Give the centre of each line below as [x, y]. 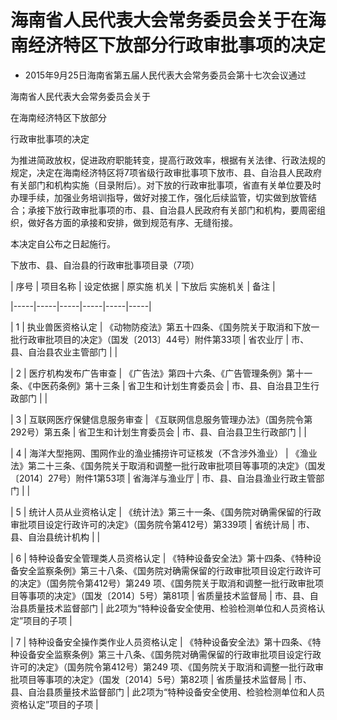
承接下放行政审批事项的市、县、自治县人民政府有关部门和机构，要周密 [172, 210]
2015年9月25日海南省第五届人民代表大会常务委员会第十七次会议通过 [165, 75]
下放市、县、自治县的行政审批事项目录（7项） [105, 265]
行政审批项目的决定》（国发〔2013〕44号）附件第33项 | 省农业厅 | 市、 [164, 339]
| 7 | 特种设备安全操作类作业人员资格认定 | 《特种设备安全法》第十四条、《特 [166, 642]
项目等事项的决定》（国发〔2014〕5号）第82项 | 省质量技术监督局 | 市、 [165, 679]
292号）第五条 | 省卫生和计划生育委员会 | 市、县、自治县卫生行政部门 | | [159, 432]
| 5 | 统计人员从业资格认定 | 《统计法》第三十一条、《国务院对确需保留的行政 [166, 512]
